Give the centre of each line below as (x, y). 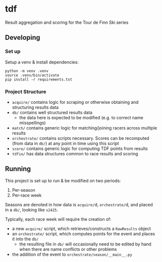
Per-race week (27, 195)
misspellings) (32, 123)
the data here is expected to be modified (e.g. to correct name (81, 117)
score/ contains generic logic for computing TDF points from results (80, 148)
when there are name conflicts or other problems (68, 249)
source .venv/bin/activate (32, 75)
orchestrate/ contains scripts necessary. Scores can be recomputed (81, 138)
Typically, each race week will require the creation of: (58, 219)
